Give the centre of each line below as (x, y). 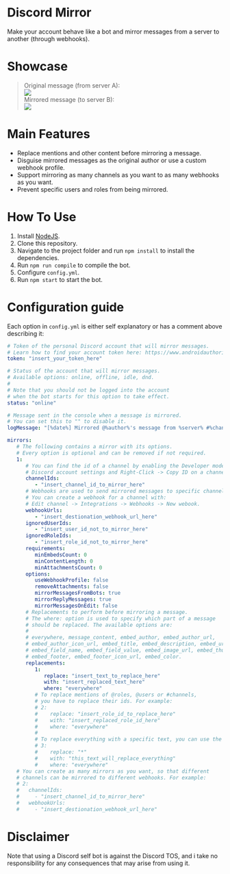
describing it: (26, 333)
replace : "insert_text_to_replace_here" (102, 676)
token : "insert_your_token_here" (55, 359)
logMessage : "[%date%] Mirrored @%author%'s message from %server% (105, 428)
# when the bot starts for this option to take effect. (88, 396)
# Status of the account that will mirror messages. (84, 371)
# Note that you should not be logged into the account (88, 390)
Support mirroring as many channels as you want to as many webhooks (118, 175)
